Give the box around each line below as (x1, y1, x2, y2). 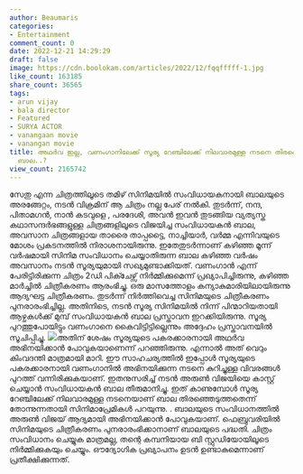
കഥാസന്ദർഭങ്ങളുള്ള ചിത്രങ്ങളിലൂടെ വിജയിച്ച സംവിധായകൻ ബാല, (9, 219, 256, 230)
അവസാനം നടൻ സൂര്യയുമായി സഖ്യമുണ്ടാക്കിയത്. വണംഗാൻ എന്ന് (9, 260, 257, 271)
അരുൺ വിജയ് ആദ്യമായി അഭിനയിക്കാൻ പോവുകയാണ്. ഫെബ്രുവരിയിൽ (9, 414, 280, 424)
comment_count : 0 (9, 38, 75, 48)
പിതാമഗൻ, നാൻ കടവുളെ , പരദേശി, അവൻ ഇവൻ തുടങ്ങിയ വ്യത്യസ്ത (9, 209, 266, 220)
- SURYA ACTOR (9, 123, 63, 132)
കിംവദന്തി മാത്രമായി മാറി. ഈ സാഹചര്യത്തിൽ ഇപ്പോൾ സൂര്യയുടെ (9, 353, 255, 364)
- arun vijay (9, 97, 59, 107)
